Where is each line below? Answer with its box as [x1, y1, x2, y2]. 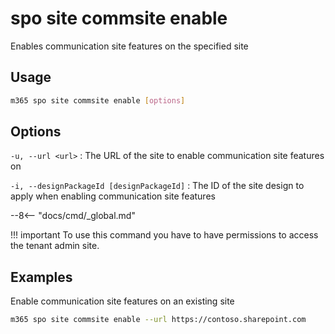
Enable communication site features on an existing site [10, 295, 235, 307]
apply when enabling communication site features [10, 190, 216, 202]
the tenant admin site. [10, 240, 100, 252]
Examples [10, 268, 73, 286]
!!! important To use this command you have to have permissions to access [10, 229, 319, 241]
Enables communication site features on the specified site [10, 40, 249, 52]
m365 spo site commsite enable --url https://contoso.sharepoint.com [10, 315, 307, 325]
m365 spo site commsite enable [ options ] [10, 95, 186, 106]
